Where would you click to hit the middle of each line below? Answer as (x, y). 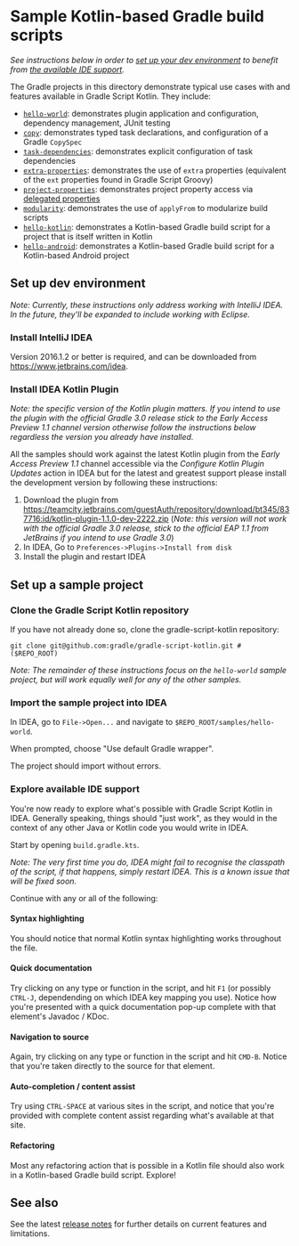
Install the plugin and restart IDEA (84, 557)
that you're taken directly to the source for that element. (113, 1066)
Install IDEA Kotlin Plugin (65, 389)
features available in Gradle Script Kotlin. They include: (111, 96)
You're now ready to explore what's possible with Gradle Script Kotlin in (141, 809)
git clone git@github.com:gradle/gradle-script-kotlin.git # (126, 646)
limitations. (30, 1234)
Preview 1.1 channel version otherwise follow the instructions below (133, 428)
